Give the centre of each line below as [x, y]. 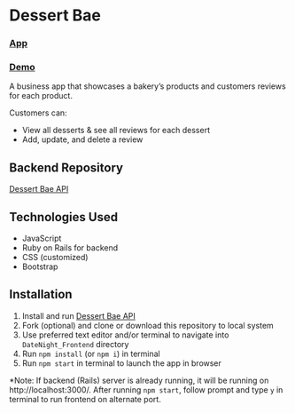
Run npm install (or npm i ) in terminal [91, 353]
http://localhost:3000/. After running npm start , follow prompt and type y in [146, 389]
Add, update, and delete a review [82, 139]
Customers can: [39, 113]
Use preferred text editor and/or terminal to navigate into [125, 335]
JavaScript [42, 238]
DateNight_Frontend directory [75, 344]
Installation [41, 294]
